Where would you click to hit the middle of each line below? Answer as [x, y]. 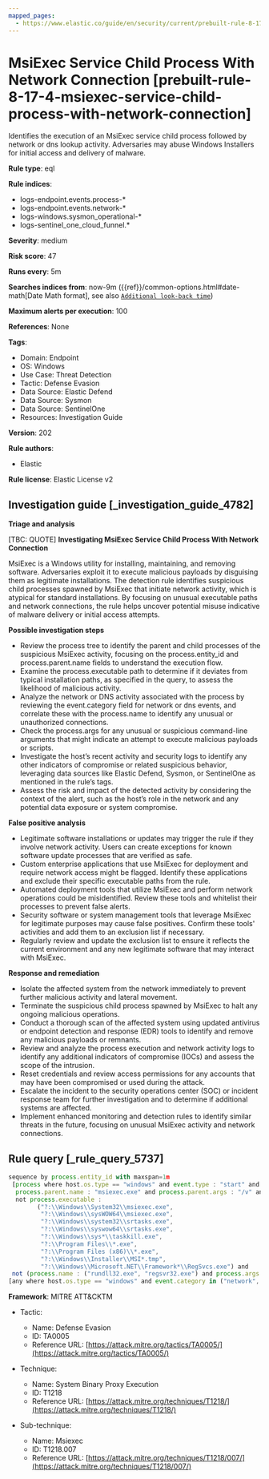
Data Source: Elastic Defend [66, 392]
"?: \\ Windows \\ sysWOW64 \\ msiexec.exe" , [107, 1215]
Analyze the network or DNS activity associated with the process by [132, 697]
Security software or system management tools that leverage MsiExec [136, 915]
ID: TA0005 [50, 1336]
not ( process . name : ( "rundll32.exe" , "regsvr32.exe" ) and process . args [136, 1274]
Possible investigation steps [56, 631]
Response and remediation [54, 973]
